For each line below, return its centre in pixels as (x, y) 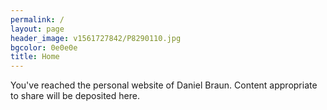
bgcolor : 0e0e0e (44, 47)
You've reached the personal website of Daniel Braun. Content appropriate (164, 85)
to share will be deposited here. (75, 96)
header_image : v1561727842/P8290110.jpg (96, 38)
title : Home (35, 57)
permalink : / (37, 19)
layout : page (37, 29)
